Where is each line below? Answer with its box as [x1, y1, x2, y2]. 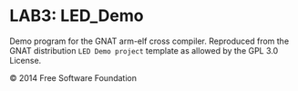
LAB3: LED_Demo [9, 5, 144, 26]
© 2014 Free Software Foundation [9, 72, 137, 83]
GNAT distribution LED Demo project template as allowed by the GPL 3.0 [9, 45, 279, 56]
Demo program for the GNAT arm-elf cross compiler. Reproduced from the [9, 35, 290, 46]
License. [9, 55, 42, 66]
